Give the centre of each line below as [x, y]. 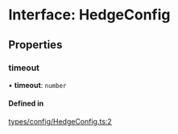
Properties [35, 45]
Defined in [26, 103]
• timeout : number [37, 85]
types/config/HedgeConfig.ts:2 [60, 122]
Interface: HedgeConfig [89, 15]
